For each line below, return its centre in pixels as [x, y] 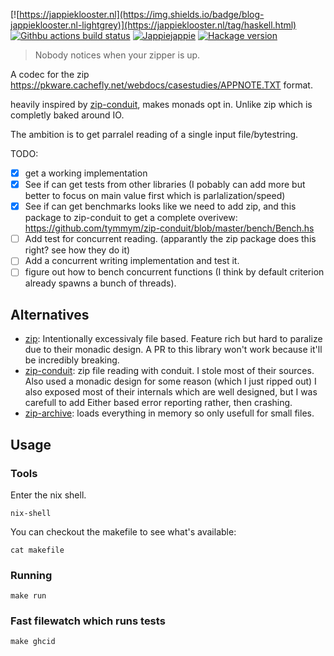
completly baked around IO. [67, 115]
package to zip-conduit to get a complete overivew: [131, 218]
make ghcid [33, 642]
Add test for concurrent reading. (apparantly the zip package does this [170, 239]
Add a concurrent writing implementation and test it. [132, 261]
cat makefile [37, 550]
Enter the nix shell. [48, 495]
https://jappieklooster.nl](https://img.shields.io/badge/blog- [142, 14]
